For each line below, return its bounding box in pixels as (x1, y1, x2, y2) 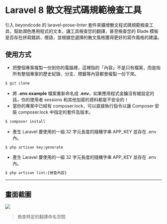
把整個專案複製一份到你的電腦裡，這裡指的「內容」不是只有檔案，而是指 (12, 64, 161, 70)
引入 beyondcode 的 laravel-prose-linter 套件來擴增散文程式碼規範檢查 (5, 22, 149, 28)
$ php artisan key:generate (5, 145, 64, 150)
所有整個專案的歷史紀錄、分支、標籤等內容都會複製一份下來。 (12, 71, 139, 77)
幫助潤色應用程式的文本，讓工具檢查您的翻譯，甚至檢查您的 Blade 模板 (13, 28, 159, 34)
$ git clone (5, 81, 30, 86)
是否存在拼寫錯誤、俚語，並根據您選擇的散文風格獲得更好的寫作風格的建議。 (5, 34, 162, 40)
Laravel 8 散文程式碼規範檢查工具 (5, 4, 142, 16)
